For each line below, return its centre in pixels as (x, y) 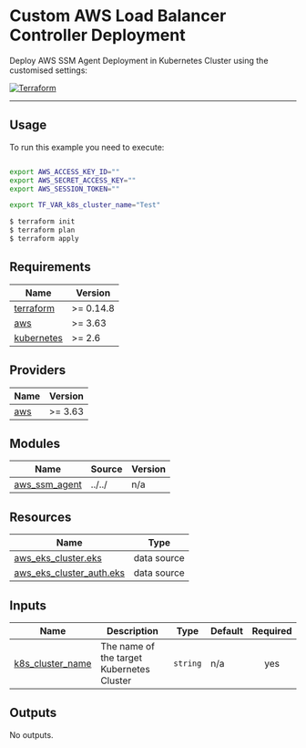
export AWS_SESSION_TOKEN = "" (65, 189)
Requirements (50, 267)
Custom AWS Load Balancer (118, 16)
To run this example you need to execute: (87, 147)
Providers (38, 370)
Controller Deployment (97, 35)
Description (133, 630)
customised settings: (49, 70)
